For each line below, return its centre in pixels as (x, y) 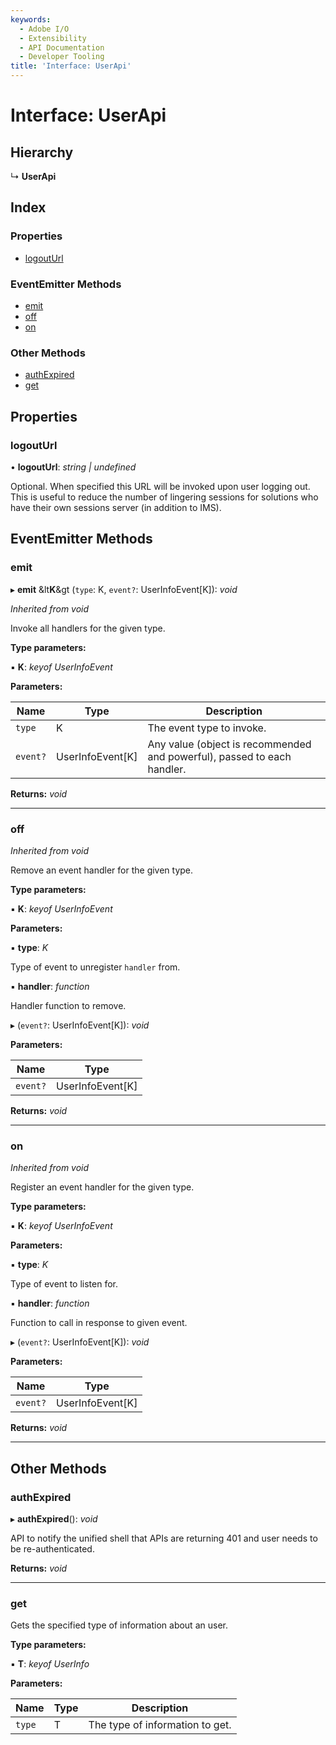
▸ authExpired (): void (54, 1518)
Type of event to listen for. (64, 1284)
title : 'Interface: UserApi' (71, 66)
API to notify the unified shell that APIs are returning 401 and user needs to (164, 1538)
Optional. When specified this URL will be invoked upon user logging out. (160, 486)
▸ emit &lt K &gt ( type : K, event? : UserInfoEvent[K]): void (124, 589)
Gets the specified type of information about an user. (119, 1625)
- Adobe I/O (44, 29)
